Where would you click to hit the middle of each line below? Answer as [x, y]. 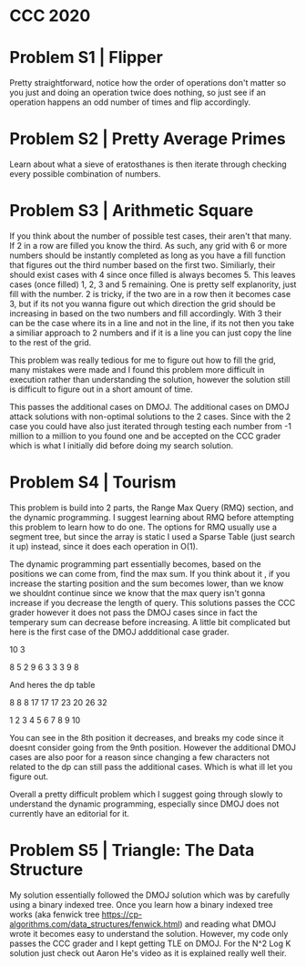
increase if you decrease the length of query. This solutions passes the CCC [153, 602]
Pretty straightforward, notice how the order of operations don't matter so [148, 83]
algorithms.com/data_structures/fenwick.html [95, 924]
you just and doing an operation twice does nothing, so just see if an [138, 93]
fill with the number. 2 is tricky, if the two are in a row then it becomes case [150, 294]
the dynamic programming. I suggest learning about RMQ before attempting [152, 517]
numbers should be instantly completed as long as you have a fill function [148, 255]
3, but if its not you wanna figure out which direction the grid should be [143, 303]
